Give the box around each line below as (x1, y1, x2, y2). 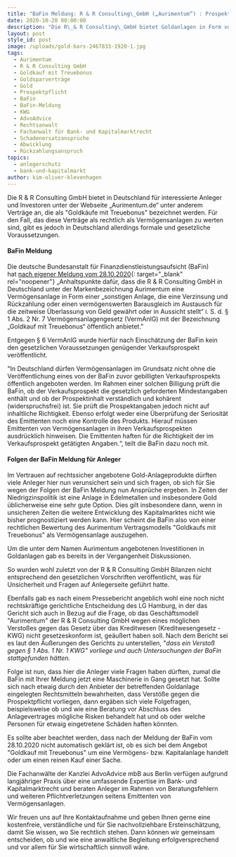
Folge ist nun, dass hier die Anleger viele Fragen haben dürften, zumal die (7, 667, 221, 675)
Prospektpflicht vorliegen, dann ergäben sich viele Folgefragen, (7, 697, 192, 706)
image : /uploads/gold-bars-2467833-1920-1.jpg (7, 43, 146, 50)
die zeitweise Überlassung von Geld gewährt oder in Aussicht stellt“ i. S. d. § (7, 307, 229, 315)
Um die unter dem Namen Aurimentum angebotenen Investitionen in (7, 544, 205, 552)
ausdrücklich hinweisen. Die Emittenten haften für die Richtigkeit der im (7, 431, 214, 440)
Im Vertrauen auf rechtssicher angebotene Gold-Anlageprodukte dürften (7, 471, 217, 479)
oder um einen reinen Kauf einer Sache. (7, 756, 123, 764)
